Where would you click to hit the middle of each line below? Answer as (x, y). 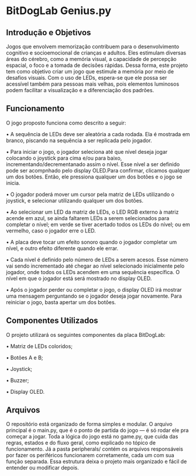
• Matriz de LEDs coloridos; (39, 346)
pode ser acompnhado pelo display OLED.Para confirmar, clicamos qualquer (98, 170)
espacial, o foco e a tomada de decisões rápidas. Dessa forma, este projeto (97, 65)
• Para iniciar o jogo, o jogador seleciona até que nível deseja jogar (87, 151)
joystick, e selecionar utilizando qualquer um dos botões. (75, 200)
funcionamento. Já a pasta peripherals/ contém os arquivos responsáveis (94, 449)
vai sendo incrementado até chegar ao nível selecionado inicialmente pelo (95, 266)
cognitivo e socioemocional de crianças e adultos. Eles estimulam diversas (96, 53)
